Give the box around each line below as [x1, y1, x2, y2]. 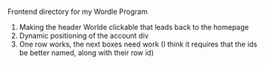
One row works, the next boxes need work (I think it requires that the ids [18, 39, 258, 49]
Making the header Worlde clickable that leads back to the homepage [18, 22, 249, 31]
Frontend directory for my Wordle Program [7, 7, 148, 16]
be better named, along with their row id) [18, 48, 155, 57]
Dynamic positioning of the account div [18, 31, 149, 40]
